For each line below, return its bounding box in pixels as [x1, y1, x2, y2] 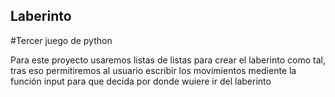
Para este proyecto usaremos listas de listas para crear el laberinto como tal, [10, 54, 326, 66]
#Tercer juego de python [10, 34, 113, 46]
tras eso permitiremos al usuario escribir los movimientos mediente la [10, 64, 297, 76]
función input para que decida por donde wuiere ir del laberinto [10, 75, 272, 87]
